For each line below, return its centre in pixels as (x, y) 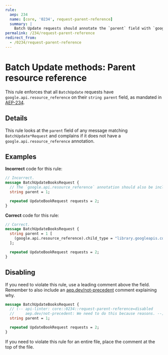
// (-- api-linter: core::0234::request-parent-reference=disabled (81, 309)
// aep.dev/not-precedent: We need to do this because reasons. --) (87, 314)
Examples (21, 157)
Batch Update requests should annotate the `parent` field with (82, 29)
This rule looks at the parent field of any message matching (66, 130)
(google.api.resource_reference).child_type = (63, 239)
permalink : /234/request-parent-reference (50, 33)
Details (16, 118)
